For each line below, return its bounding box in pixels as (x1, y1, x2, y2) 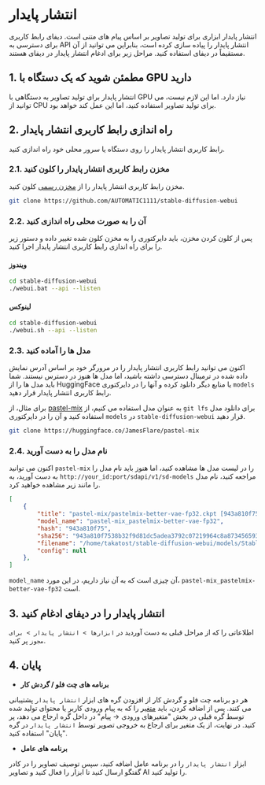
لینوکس (9, 302, 31, 311)
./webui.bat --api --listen (9, 285, 101, 293)
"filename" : (37, 539, 77, 547)
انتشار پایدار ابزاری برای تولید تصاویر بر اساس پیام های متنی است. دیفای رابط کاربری (9, 31, 257, 41)
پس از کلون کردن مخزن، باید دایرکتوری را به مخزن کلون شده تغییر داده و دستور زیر (9, 234, 252, 243)
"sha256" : (37, 531, 69, 540)
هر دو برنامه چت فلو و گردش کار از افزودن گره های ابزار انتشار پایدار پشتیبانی (9, 694, 248, 704)
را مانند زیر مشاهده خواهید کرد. (9, 480, 101, 490)
